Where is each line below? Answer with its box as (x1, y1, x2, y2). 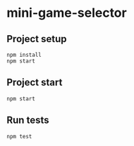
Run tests (6, 114, 49, 126)
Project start (6, 77, 63, 88)
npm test (6, 133, 32, 140)
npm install (6, 51, 42, 58)
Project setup (6, 33, 68, 45)
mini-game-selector (6, 5, 128, 21)
